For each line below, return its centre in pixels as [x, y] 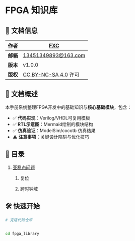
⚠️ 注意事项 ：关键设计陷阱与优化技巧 [51, 137]
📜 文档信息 [21, 31]
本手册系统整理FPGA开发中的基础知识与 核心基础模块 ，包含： [69, 107]
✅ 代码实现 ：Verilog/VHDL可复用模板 [51, 118]
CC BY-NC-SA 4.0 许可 [51, 75]
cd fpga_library [22, 234]
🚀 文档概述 [21, 94]
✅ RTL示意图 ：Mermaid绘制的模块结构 [53, 124]
